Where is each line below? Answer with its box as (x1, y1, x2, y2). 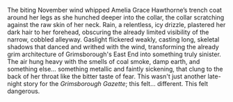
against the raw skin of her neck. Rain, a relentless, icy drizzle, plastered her (7, 21, 226, 28)
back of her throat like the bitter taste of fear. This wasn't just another (7, 72, 207, 80)
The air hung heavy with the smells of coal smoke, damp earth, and (7, 58, 200, 65)
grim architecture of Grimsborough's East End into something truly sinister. (7, 50, 221, 58)
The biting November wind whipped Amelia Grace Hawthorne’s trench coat (7, 6, 223, 14)
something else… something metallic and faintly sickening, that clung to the (7, 65, 223, 73)
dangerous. (7, 87, 40, 95)
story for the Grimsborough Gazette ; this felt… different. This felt (23, 80, 209, 87)
